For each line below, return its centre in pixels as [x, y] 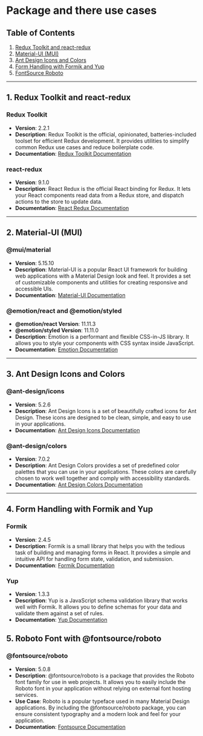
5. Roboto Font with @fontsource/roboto [84, 638]
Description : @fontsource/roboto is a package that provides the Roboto [105, 675]
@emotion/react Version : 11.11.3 [55, 324]
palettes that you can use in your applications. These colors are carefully [105, 472]
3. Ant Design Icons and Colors [66, 374]
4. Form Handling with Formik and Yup [80, 509]
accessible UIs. [34, 289]
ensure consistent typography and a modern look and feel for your [98, 714]
